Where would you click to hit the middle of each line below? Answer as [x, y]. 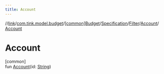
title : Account [20, 9]
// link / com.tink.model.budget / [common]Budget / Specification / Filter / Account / [82, 23]
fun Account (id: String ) [28, 66]
